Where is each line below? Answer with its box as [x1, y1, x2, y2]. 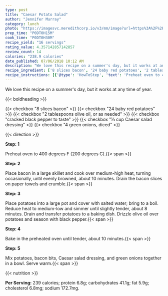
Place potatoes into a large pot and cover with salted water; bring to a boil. [5, 200, 158, 206]
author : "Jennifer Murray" [5, 17, 61, 22]
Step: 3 [5, 190, 21, 196]
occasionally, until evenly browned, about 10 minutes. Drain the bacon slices [5, 175, 162, 181]
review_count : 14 [5, 49, 41, 54]
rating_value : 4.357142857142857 [5, 45, 75, 50]
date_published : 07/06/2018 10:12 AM [5, 59, 84, 64]
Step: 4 [5, 226, 21, 232]
